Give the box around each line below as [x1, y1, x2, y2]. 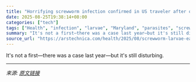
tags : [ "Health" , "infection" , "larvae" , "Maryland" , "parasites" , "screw [6, 25, 192, 31]
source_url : [6, 36, 35, 42]
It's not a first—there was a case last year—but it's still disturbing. [6, 52, 164, 59]
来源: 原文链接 [6, 70, 40, 76]
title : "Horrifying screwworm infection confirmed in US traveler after [6, 8, 187, 15]
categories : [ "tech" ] [6, 19, 59, 25]
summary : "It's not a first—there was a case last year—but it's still [6, 30, 184, 36]
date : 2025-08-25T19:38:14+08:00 [6, 14, 87, 20]
